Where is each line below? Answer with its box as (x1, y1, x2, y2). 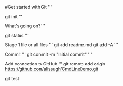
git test (5, 76, 20, 81)
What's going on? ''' (5, 23, 45, 29)
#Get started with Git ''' (5, 4, 52, 10)
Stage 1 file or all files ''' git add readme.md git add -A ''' (5, 42, 119, 48)
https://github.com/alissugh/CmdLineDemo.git (5, 66, 99, 72)
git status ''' (5, 33, 29, 38)
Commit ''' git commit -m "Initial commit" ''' (5, 51, 92, 57)
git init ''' (5, 14, 23, 19)
